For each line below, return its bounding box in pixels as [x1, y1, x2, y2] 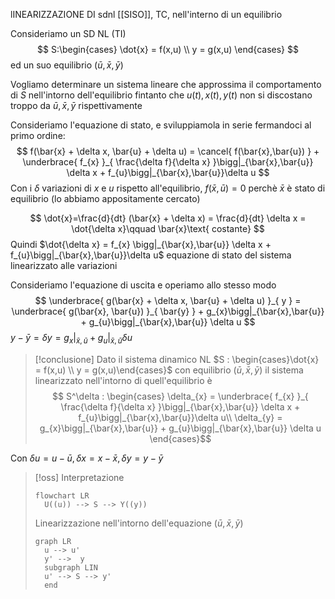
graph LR [34, 536, 72, 546]
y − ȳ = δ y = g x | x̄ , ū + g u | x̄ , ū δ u [10, 332, 133, 346]
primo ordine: [10, 130, 66, 141]
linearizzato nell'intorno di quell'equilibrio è [34, 374, 213, 386]
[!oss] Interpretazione [34, 471, 125, 483]
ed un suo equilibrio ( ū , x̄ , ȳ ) [10, 59, 124, 71]
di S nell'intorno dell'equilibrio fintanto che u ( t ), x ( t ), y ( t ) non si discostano [10, 89, 313, 101]
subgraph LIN [44, 562, 99, 573]
